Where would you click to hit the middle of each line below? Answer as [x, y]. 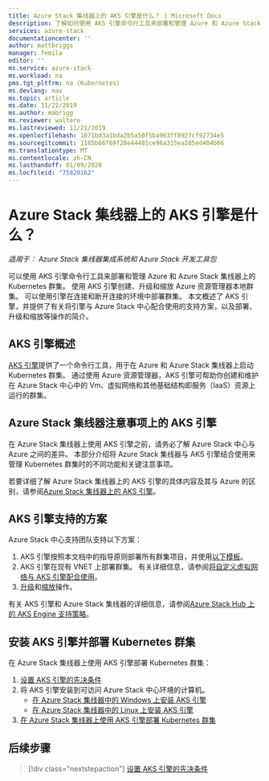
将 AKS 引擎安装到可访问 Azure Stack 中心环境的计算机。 [114, 690]
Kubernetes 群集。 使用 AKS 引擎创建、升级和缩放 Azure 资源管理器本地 [128, 286]
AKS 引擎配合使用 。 [69, 577]
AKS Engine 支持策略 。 [55, 614]
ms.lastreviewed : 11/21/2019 [57, 128]
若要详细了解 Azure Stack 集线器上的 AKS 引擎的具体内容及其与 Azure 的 [128, 481]
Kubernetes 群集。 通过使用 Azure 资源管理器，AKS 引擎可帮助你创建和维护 [134, 375]
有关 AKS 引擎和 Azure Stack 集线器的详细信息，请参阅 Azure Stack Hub [127, 604]
